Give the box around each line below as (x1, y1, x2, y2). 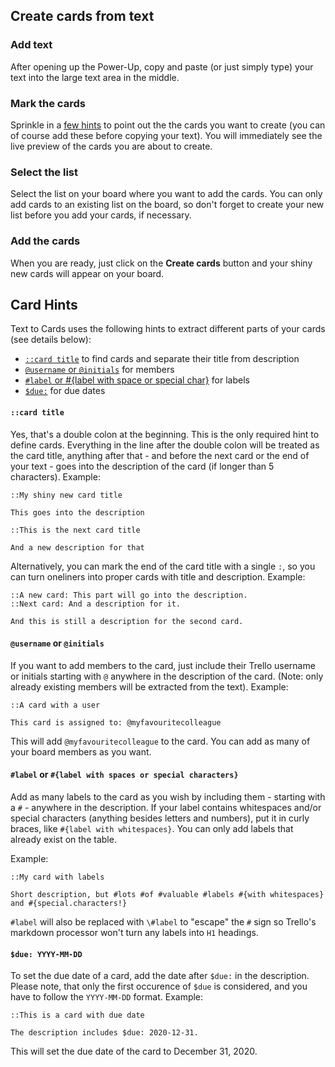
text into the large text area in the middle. (10, 71, 180, 83)
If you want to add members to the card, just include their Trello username (10, 659, 316, 671)
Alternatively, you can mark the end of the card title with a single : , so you (10, 560, 316, 572)
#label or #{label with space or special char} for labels (24, 374, 250, 386)
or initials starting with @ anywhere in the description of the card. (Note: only (10, 670, 324, 682)
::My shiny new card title (10, 490, 123, 500)
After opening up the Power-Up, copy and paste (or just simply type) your (10, 60, 314, 73)
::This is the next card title (10, 525, 141, 535)
